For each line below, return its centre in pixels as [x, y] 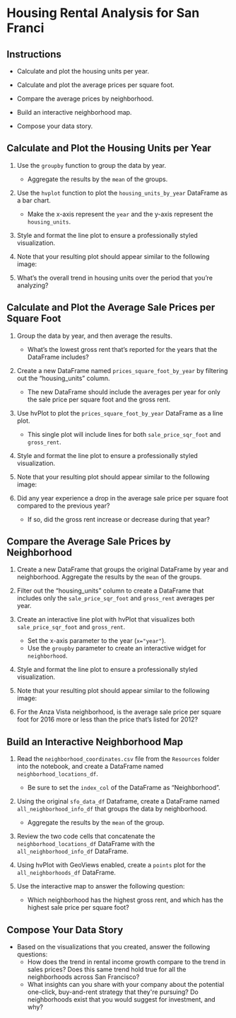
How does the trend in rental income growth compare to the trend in [126, 962]
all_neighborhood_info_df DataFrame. [72, 852]
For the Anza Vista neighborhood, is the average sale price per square [119, 712]
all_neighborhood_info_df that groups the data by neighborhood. [112, 809]
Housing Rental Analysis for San [103, 13]
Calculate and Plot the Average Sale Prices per [111, 308]
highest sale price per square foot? [78, 908]
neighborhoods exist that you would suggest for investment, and [122, 1000]
